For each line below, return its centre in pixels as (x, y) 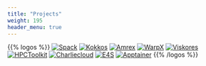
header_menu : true (35, 27)
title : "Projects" (35, 14)
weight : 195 (25, 21)
